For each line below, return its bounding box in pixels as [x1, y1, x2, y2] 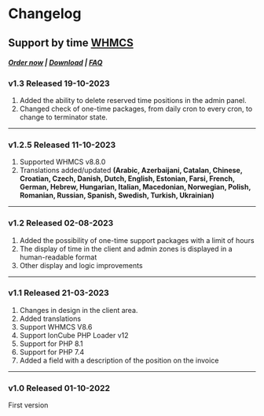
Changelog [8, 5, 82, 23]
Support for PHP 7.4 [19, 347, 85, 356]
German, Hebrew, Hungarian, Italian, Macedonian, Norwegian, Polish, [19, 182, 251, 192]
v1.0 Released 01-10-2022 [8, 382, 111, 393]
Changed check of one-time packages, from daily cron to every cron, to [19, 104, 253, 113]
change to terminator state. [19, 112, 108, 122]
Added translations [19, 314, 81, 323]
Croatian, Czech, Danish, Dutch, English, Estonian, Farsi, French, [19, 174, 236, 183]
